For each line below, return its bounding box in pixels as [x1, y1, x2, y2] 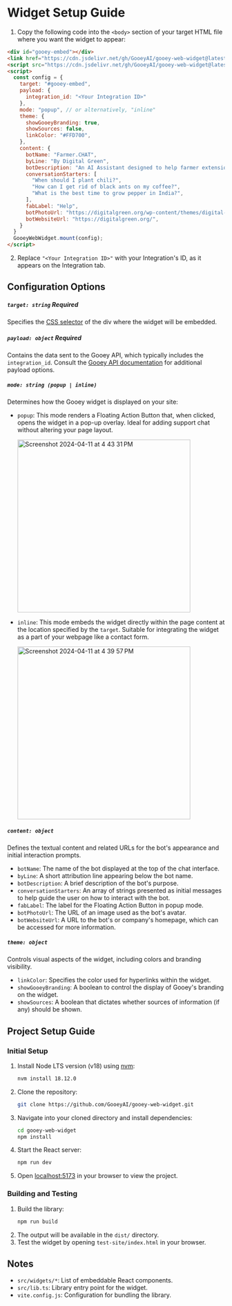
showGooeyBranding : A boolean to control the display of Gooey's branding [17, 983, 224, 991]
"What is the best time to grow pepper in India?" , [32, 190, 184, 197]
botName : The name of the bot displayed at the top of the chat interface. [17, 864, 220, 873]
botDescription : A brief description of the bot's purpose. [17, 879, 179, 888]
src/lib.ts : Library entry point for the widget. [17, 1284, 148, 1292]
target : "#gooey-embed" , [19, 81, 91, 88]
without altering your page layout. [17, 426, 114, 434]
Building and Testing [7, 1189, 78, 1199]
